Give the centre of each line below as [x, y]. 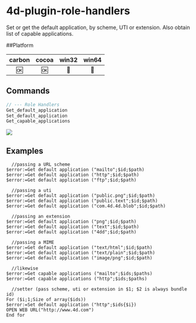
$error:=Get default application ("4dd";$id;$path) [71, 232]
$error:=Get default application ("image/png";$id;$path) [79, 258]
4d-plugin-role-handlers [68, 11]
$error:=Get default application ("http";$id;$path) [73, 175]
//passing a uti [31, 191]
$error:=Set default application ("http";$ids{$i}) [71, 305]
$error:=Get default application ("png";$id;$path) [71, 222]
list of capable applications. [40, 33]
